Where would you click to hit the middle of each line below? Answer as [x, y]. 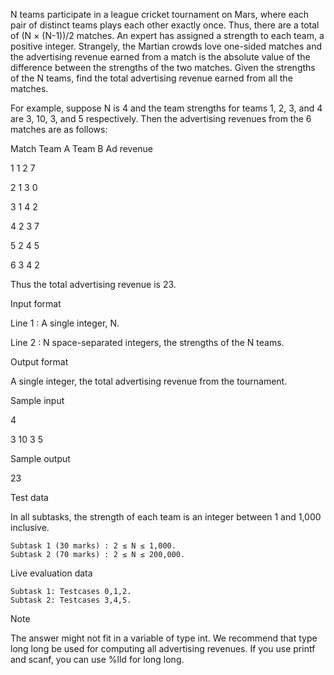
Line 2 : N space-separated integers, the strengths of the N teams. [147, 342]
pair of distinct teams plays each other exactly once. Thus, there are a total [165, 25]
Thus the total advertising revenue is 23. [93, 284]
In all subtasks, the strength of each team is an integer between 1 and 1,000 [166, 517]
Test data [29, 497]
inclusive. [30, 527]
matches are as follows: [59, 129]
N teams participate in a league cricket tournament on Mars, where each [160, 14]
